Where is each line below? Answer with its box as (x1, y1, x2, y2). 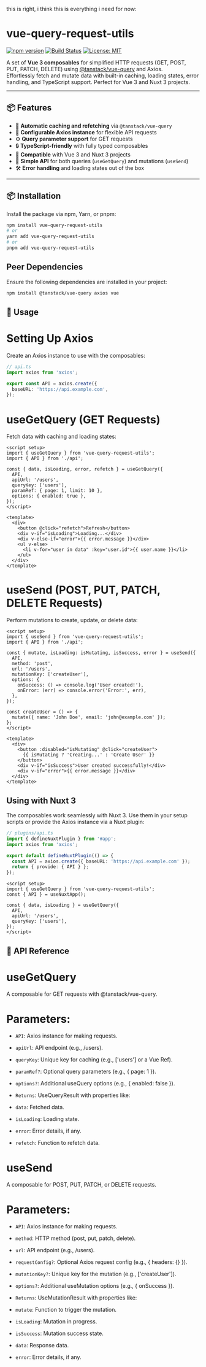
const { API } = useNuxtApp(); (6, 891, 86, 898)
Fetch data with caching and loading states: (6, 433, 116, 441)
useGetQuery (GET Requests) (6, 412, 161, 426)
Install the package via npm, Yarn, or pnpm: (6, 210, 116, 217)
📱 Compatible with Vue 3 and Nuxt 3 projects (15, 150, 131, 158)
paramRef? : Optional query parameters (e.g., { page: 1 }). (15, 1068, 156, 1076)
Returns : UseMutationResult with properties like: (15, 1294, 137, 1301)
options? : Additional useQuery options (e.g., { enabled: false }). (15, 1080, 175, 1087)
